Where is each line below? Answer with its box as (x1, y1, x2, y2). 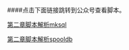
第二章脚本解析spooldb (7, 35, 73, 43)
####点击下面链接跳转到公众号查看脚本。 (7, 6, 126, 14)
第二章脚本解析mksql (7, 21, 67, 29)
